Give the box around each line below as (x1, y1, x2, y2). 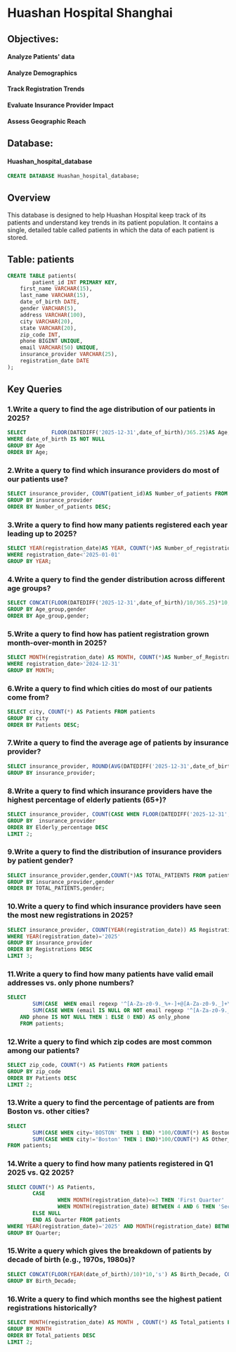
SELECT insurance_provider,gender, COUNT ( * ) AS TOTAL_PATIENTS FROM (7, 871, 206, 879)
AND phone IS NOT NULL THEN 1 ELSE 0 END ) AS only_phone (20, 1013, 190, 1021)
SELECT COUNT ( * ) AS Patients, (7, 1184, 96, 1191)
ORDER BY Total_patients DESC (7, 1332, 96, 1339)
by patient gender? (7, 856, 74, 866)
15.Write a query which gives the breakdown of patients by (7, 1246, 212, 1256)
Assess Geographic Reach (7, 117, 86, 125)
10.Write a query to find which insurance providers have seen (7, 902, 221, 911)
